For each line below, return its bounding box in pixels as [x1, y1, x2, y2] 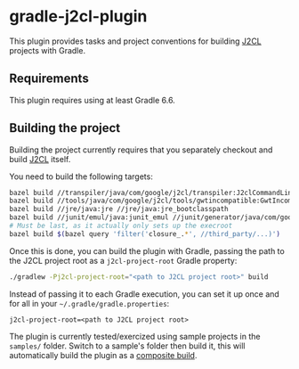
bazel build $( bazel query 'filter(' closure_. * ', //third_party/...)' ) [9, 229, 280, 238]
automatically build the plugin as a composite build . [9, 349, 198, 360]
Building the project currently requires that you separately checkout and [9, 144, 273, 155]
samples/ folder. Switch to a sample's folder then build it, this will [9, 340, 246, 351]
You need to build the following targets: [9, 171, 153, 182]
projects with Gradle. [9, 45, 86, 55]
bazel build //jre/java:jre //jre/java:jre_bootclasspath [9, 205, 229, 214]
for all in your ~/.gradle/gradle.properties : [9, 298, 170, 308]
